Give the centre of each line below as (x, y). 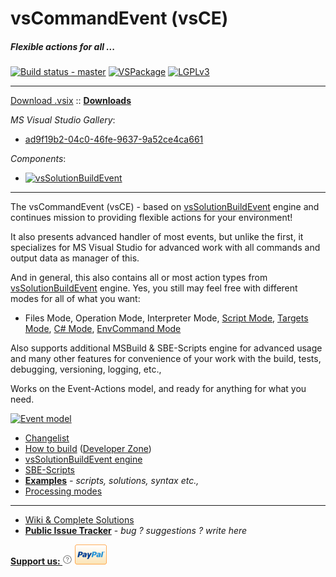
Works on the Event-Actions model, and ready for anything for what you (158, 389)
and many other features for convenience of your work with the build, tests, (166, 359)
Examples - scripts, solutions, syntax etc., (112, 481)
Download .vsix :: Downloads (71, 101)
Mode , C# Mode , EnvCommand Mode (103, 329)
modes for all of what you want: (75, 299)
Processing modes (63, 491)
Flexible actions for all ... (63, 46)
